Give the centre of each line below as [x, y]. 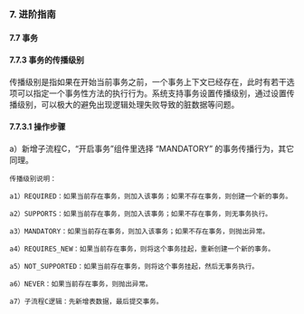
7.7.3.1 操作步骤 [38, 127]
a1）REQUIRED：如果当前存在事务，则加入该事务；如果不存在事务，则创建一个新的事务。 [151, 196]
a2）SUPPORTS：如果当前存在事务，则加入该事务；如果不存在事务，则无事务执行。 [141, 214]
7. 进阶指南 [33, 14]
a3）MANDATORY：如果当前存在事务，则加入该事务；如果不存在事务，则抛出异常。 [139, 231]
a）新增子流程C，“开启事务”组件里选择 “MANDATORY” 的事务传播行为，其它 [152, 148]
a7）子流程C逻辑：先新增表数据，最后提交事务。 [86, 301]
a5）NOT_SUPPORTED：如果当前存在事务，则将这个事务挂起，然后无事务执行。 [134, 266]
